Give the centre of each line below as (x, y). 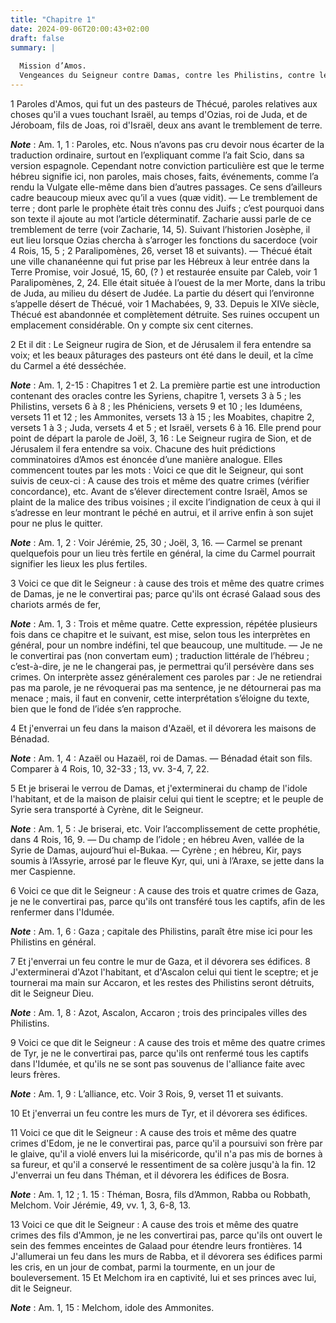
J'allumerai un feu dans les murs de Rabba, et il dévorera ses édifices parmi (166, 1256)
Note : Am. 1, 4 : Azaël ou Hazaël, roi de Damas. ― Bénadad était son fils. (161, 758)
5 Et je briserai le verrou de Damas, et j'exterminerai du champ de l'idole (159, 788)
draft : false (37, 38)
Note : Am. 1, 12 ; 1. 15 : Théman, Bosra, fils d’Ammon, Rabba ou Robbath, (160, 1194)
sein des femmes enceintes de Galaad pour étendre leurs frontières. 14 (156, 1245)
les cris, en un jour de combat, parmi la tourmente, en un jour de (143, 1267)
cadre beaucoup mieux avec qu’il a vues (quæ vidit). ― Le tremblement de (164, 197)
